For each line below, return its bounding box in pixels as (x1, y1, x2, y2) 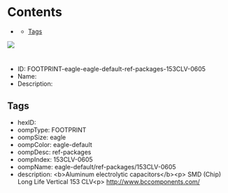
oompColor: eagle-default (17, 140, 92, 148)
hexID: (17, 118, 36, 126)
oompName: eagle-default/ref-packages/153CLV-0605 (17, 162, 176, 171)
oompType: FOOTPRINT (17, 125, 87, 134)
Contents (7, 4, 63, 20)
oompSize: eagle (17, 133, 66, 141)
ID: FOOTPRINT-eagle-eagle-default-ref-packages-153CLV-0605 (17, 65, 206, 73)
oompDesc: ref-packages (17, 148, 92, 156)
